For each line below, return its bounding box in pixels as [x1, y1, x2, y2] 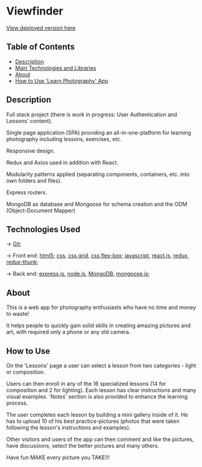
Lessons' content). [6, 117, 53, 125]
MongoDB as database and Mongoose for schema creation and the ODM [6, 200, 188, 207]
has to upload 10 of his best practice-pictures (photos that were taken [6, 417, 180, 425]
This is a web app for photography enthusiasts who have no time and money [6, 304, 197, 311]
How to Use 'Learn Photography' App [14, 77, 109, 84]
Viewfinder [6, 4, 63, 18]
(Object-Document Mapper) [6, 207, 75, 214]
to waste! [6, 310, 30, 318]
